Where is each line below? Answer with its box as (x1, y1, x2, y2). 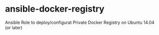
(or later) (5, 24, 23, 30)
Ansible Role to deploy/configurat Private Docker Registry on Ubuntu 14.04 (5, 19, 155, 25)
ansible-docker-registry (5, 3, 105, 15)
